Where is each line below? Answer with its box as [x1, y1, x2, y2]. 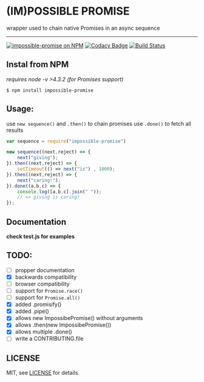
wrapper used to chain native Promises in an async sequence [6, 24, 160, 32]
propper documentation [15, 266, 75, 274]
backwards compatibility [15, 273, 77, 281]
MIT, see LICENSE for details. [6, 369, 80, 377]
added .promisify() [15, 301, 62, 308]
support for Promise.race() [15, 287, 83, 294]
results [6, 126, 24, 134]
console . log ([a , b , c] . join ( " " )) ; [17, 188, 102, 195]
